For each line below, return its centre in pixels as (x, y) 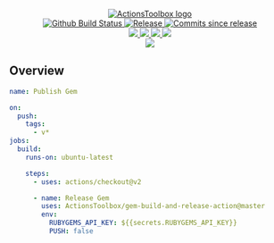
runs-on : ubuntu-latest (70, 157)
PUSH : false (71, 231)
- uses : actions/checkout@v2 (87, 182)
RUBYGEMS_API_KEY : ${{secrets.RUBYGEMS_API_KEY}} (143, 223)
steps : (37, 173)
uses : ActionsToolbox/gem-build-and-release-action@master (154, 206)
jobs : (19, 141)
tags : (36, 124)
